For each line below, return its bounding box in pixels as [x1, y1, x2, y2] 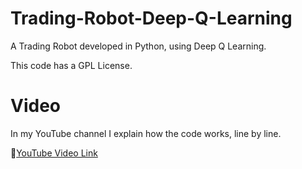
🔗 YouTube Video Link [10, 147, 98, 159]
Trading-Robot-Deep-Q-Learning [10, 7, 293, 30]
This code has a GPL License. [10, 59, 133, 71]
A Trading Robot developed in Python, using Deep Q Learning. [10, 40, 267, 52]
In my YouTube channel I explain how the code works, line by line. [10, 127, 282, 139]
